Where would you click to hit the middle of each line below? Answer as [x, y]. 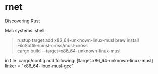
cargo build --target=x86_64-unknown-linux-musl [69, 51]
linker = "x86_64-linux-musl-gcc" [39, 66]
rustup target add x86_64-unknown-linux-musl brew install [78, 40]
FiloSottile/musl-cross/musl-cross [52, 45]
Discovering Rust [22, 21]
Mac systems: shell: [25, 30]
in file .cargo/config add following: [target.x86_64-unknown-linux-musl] [79, 60]
